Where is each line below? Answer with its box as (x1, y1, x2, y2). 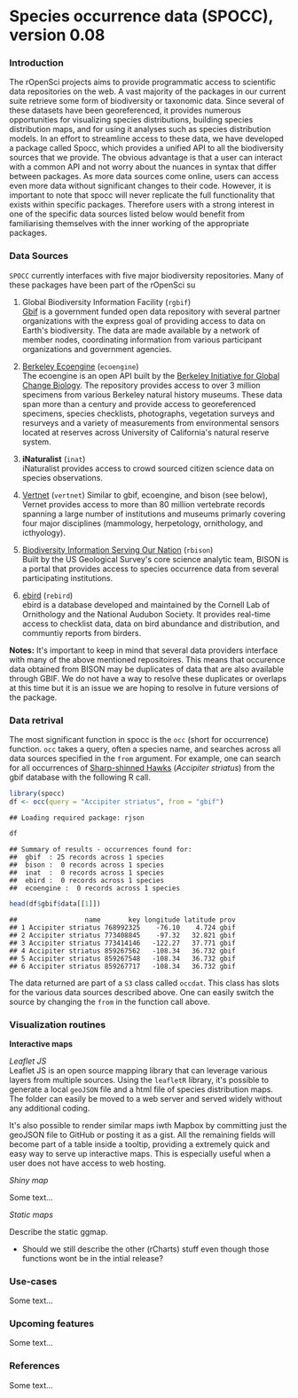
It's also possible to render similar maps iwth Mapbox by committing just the (9, 1119, 287, 1130)
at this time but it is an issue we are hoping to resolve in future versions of (9, 682, 279, 693)
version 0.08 (9, 25, 106, 45)
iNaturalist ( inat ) (21, 453, 86, 464)
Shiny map (9, 1174, 49, 1185)
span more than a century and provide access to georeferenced (21, 398, 256, 409)
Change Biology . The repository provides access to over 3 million (21, 380, 261, 390)
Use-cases (9, 1275, 58, 1287)
